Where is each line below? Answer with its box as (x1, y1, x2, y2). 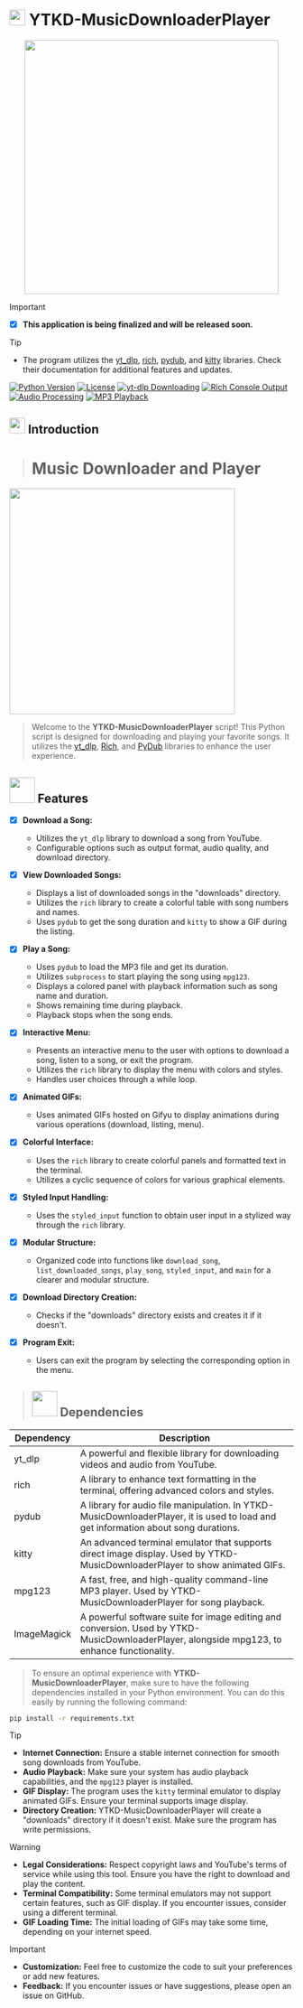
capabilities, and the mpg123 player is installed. (22, 1776, 194, 1788)
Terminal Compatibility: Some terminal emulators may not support (22, 1888, 271, 1899)
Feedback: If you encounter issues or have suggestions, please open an (22, 1981, 292, 1992)
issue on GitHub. (22, 1990, 85, 2001)
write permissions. (22, 1825, 92, 1835)
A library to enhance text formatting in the (79, 1472, 257, 1485)
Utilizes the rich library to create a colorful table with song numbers (35, 897, 289, 908)
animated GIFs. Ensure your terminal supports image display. (22, 1796, 249, 1807)
